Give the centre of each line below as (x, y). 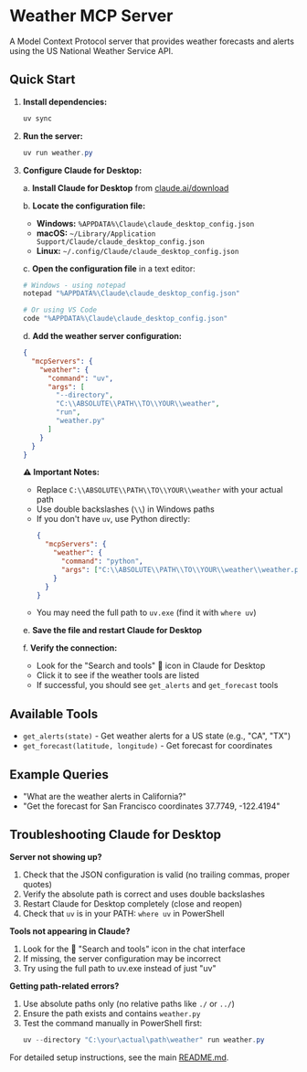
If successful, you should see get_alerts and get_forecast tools (157, 685)
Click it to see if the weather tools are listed (117, 675)
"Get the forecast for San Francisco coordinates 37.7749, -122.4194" (151, 806)
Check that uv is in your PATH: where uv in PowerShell (123, 913)
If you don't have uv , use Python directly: (113, 519)
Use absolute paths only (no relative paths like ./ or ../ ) (129, 1003)
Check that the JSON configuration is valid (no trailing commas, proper (156, 875)
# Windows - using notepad (74, 285)
